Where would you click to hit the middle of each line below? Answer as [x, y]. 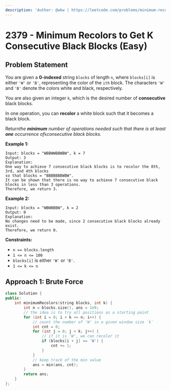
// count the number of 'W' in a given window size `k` [93, 322]
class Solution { [24, 294]
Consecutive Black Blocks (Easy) [76, 46]
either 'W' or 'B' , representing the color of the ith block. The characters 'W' [85, 83]
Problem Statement [37, 65]
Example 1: [17, 144]
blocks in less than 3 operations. [43, 184]
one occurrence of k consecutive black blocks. [53, 134]
